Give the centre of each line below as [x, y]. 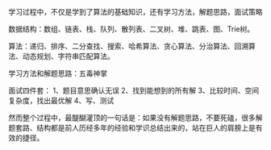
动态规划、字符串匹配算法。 [68, 56]
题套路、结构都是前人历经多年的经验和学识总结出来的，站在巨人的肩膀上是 [132, 128]
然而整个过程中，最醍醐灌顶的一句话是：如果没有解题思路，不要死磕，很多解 [135, 118]
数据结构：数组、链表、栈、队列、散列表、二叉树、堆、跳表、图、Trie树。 [131, 29]
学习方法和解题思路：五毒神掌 [58, 73]
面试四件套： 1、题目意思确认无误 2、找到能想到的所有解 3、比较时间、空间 [134, 90]
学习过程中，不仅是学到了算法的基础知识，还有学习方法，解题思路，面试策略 [135, 12]
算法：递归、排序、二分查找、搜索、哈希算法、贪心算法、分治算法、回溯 [128, 46]
